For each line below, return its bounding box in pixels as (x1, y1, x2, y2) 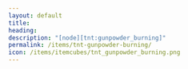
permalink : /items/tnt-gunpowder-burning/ (8, 41, 152, 49)
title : (8, 19, 30, 27)
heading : (8, 26, 38, 34)
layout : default (8, 11, 62, 20)
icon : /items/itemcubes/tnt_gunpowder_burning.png (8, 48, 181, 56)
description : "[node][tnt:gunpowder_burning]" (8, 33, 166, 42)
